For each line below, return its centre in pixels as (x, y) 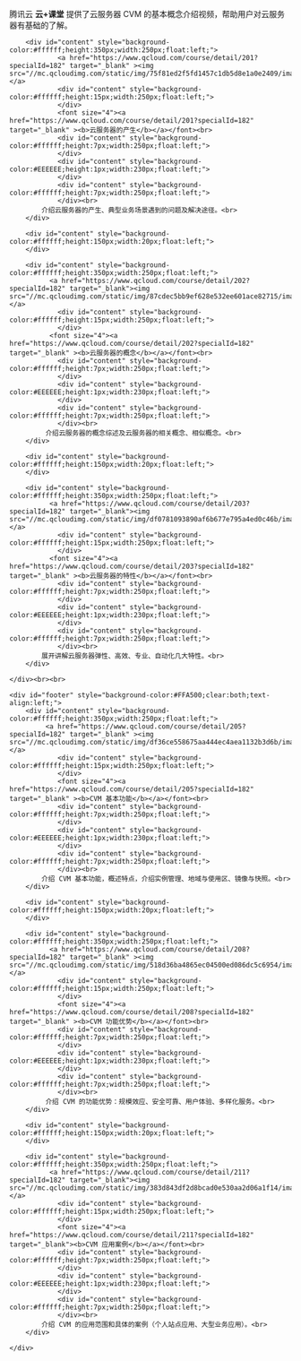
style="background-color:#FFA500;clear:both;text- (174, 695)
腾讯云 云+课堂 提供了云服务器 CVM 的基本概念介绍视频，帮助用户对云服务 (147, 14)
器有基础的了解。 (41, 25)
